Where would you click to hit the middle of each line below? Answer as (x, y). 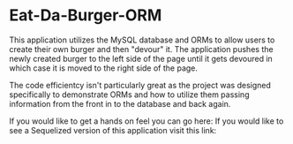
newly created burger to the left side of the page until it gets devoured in (141, 58)
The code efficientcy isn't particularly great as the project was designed (140, 85)
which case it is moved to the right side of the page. (104, 68)
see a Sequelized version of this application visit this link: (113, 130)
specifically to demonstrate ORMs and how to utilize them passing (129, 95)
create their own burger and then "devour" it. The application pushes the (141, 49)
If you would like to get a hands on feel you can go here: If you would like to (146, 121)
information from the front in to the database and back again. (120, 103)
